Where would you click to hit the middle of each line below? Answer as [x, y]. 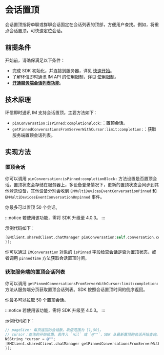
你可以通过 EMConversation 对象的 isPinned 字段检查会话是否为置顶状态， [79, 252]
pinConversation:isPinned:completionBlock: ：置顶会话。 [70, 123]
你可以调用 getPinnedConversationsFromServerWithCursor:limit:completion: [82, 284]
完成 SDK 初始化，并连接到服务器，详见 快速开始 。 [63, 70]
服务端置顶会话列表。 [33, 135]
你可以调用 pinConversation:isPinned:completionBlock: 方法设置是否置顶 [79, 178]
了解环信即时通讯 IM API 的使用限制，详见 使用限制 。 [65, 77]
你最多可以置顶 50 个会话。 [32, 207]
